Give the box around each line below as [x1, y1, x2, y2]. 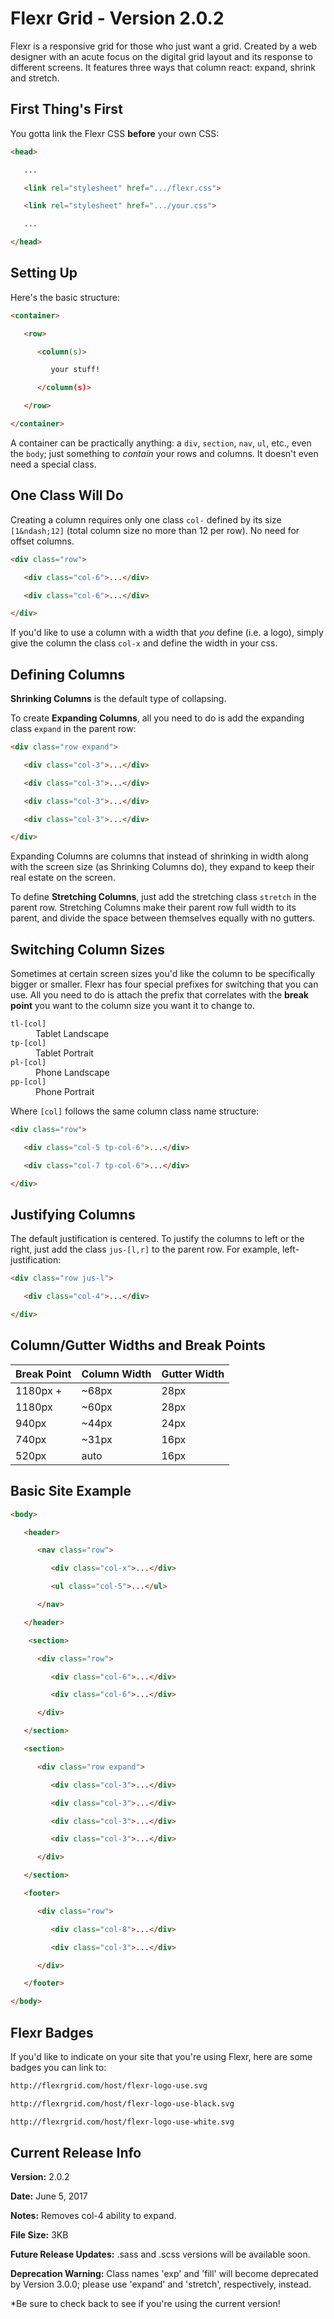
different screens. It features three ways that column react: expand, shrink [10, 61, 316, 73]
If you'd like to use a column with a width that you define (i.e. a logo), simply [10, 627, 324, 639]
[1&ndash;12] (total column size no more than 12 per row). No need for [10, 524, 300, 536]
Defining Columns [10, 666, 126, 683]
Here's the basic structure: [10, 291, 120, 303]
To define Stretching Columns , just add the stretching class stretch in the [10, 891, 317, 903]
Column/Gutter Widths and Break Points [10, 1337, 266, 1354]
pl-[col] [10, 1058, 47, 1068]
